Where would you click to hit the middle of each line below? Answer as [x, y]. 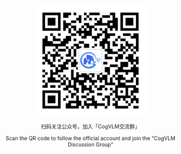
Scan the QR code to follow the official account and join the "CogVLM [90, 138]
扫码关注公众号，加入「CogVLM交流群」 [90, 127]
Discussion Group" [90, 145]
